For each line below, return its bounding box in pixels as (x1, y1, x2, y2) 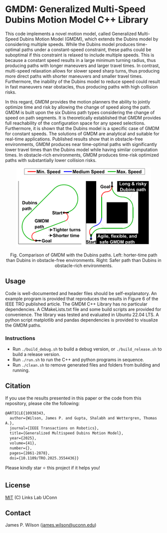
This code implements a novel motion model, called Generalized (5, 30, 137, 36)
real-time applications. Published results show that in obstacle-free (5, 136, 143, 142)
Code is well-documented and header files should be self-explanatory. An (5, 290, 157, 296)
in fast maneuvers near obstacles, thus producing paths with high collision (5, 83, 158, 89)
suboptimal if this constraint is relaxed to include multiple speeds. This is (5, 51, 155, 58)
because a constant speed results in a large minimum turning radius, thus (5, 57, 156, 63)
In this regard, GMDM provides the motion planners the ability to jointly (5, 98, 151, 104)
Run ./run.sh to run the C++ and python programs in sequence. (12, 356, 145, 363)
